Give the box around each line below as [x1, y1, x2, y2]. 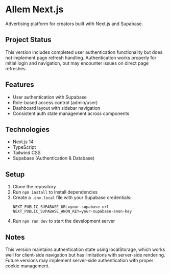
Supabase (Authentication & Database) [12, 155, 95, 161]
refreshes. [5, 65, 27, 71]
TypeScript [12, 144, 36, 150]
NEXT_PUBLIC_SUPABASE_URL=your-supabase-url [12, 204, 109, 210]
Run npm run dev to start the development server [12, 218, 115, 224]
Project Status [5, 35, 52, 44]
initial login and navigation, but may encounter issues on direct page [5, 60, 149, 66]
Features [5, 81, 34, 89]
